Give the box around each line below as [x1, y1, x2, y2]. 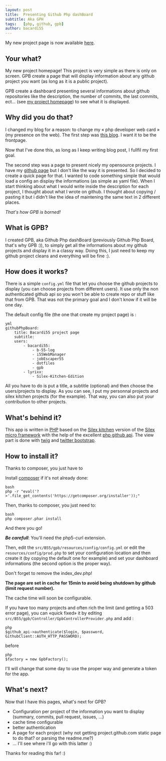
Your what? [5, 54, 42, 63]
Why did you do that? [5, 113, 73, 122]
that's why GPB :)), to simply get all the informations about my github [5, 242, 147, 248]
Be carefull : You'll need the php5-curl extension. [5, 535, 106, 541]
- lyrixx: [23, 370, 44, 375]
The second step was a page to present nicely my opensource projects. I [5, 162, 156, 168]
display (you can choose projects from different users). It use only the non [5, 286, 159, 292]
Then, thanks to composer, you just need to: [5, 502, 96, 508]
